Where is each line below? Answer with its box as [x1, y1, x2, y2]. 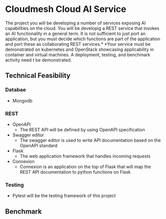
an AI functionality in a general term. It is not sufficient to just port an [5, 30, 146, 36]
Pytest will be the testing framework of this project [12, 193, 116, 199]
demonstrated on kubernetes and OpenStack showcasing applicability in [5, 46, 154, 52]
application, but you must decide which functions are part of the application [5, 36, 161, 42]
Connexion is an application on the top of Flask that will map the [19, 163, 151, 170]
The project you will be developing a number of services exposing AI [5, 20, 146, 26]
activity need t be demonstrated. [5, 57, 72, 63]
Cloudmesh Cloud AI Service [5, 3, 127, 15]
